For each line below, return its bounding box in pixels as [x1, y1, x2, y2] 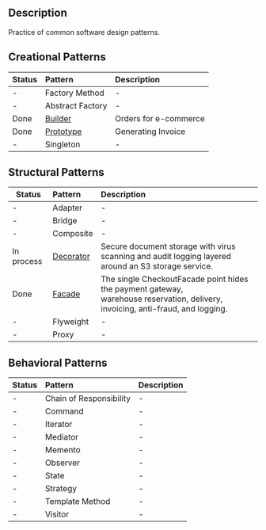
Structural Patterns [8, 166, 104, 179]
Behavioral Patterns [8, 356, 108, 369]
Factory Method [44, 87, 104, 98]
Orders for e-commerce [114, 112, 206, 124]
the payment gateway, [101, 284, 184, 295]
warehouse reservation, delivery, [101, 293, 223, 304]
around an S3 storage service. [101, 261, 214, 272]
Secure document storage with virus [101, 241, 236, 252]
